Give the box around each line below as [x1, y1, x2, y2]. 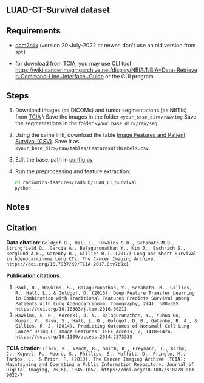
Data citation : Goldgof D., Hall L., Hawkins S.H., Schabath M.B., [6, 238, 176, 246]
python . [14, 185, 36, 191]
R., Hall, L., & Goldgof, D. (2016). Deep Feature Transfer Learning [15, 290, 195, 296]
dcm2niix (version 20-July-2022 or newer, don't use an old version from [15, 42, 196, 49]
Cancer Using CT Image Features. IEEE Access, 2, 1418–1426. [15, 328, 174, 334]
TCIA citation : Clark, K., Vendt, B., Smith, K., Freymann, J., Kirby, [6, 344, 187, 351]
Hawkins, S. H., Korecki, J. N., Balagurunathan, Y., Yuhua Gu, [15, 312, 182, 319]
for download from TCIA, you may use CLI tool [15, 60, 132, 67]
